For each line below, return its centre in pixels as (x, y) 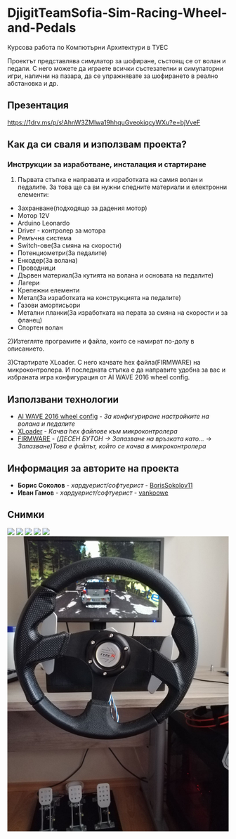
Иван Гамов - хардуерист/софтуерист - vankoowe (93, 493)
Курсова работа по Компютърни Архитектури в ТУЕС (88, 47)
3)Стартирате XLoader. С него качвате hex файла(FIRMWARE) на (104, 363)
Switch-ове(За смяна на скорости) (70, 246)
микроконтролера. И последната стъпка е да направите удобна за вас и (117, 370)
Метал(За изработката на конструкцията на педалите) (99, 298)
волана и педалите (46, 424)
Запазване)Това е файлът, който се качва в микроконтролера (112, 446)
